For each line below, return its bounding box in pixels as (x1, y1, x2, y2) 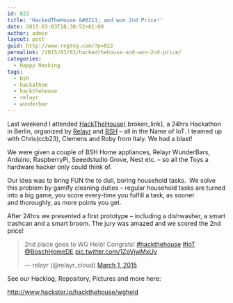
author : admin (7, 29, 49, 37)
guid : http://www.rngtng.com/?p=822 (7, 42, 113, 49)
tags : (7, 68, 23, 75)
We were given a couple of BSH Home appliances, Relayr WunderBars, (7, 147, 211, 156)
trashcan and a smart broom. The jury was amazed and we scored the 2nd (7, 219, 221, 227)
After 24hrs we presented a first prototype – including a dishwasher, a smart (7, 211, 226, 220)
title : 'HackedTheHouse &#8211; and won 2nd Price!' (7, 17, 163, 24)
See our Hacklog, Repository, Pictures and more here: (7, 274, 161, 282)
